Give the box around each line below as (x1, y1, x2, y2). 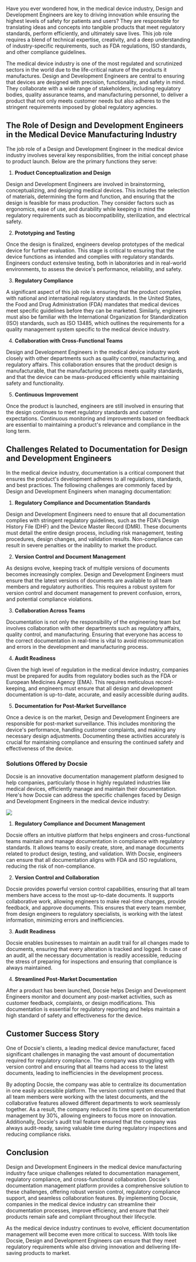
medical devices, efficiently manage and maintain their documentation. (6, 785, 177, 792)
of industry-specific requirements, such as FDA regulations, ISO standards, (6, 42, 187, 49)
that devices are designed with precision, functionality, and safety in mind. (6, 79, 185, 86)
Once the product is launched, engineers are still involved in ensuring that (6, 402, 184, 410)
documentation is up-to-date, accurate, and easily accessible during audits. (6, 691, 189, 698)
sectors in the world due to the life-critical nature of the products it (6, 66, 167, 73)
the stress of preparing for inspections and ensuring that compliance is (6, 958, 177, 965)
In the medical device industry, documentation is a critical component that (6, 469, 185, 476)
